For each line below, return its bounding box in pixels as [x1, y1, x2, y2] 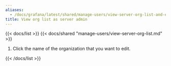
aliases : [5, 7, 24, 13]
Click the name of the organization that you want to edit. [12, 46, 131, 52]
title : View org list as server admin [5, 17, 88, 22]
